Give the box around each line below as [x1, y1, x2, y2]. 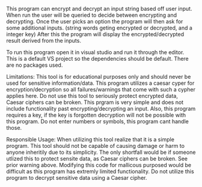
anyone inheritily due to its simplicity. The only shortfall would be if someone [6, 149, 196, 156]
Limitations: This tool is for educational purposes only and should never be [6, 73, 191, 80]
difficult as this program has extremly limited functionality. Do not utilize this [6, 168, 194, 175]
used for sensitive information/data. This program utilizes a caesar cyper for [6, 79, 195, 87]
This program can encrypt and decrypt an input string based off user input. [6, 5, 192, 12]
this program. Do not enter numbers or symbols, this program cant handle [6, 118, 189, 125]
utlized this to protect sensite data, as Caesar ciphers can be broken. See [6, 155, 188, 162]
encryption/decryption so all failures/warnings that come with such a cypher [6, 86, 195, 93]
